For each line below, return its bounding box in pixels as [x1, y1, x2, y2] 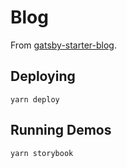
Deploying [10, 68, 76, 85]
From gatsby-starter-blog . [10, 39, 117, 51]
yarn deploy [10, 94, 60, 105]
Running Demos [10, 122, 112, 139]
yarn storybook [10, 148, 74, 158]
